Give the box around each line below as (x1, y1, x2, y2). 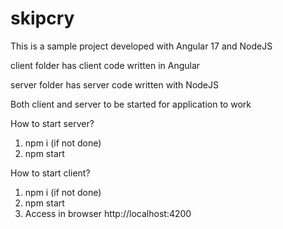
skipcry (10, 7, 75, 30)
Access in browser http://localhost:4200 (24, 207, 192, 219)
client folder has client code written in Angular (10, 59, 201, 71)
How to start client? (10, 167, 91, 179)
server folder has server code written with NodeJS (10, 78, 219, 91)
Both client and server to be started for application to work (10, 98, 252, 110)
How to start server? (10, 117, 95, 129)
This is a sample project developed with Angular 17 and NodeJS (10, 40, 273, 52)
